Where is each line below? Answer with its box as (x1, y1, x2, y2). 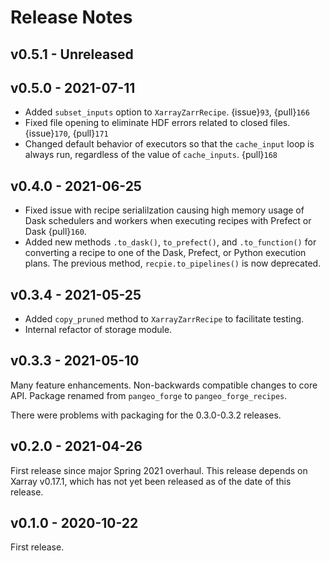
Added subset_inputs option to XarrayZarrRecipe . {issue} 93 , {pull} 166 (24, 106, 310, 118)
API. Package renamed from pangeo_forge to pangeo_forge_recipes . (10, 389, 288, 401)
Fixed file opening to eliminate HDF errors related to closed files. (24, 117, 291, 129)
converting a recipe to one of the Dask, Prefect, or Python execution (24, 247, 307, 259)
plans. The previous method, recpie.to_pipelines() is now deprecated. (24, 257, 322, 270)
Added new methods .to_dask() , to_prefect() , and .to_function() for (24, 236, 317, 248)
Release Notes (10, 6, 133, 29)
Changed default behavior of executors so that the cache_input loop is (24, 138, 315, 150)
